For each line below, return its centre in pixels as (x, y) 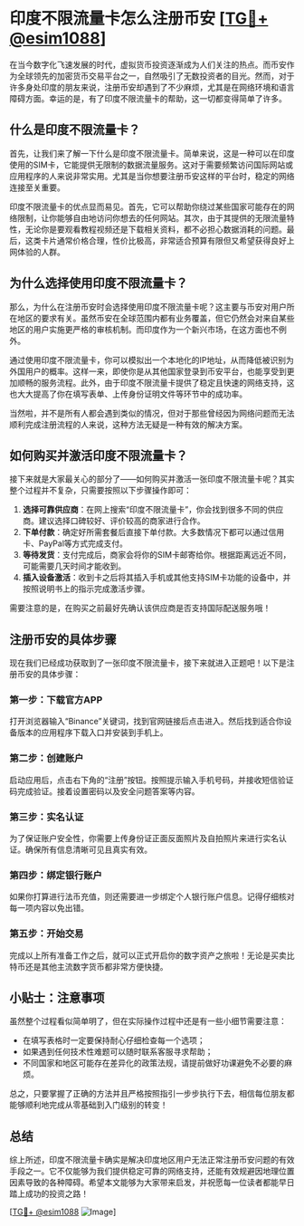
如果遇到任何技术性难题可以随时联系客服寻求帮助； (118, 1052)
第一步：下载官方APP (56, 700)
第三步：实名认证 (47, 817)
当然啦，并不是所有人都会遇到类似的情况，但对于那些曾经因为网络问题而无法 (152, 413)
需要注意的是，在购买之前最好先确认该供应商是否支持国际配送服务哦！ (140, 608)
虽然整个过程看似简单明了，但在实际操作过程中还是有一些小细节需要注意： (148, 1021)
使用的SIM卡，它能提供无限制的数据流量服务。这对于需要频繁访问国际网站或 (152, 165)
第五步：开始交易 (47, 934)
